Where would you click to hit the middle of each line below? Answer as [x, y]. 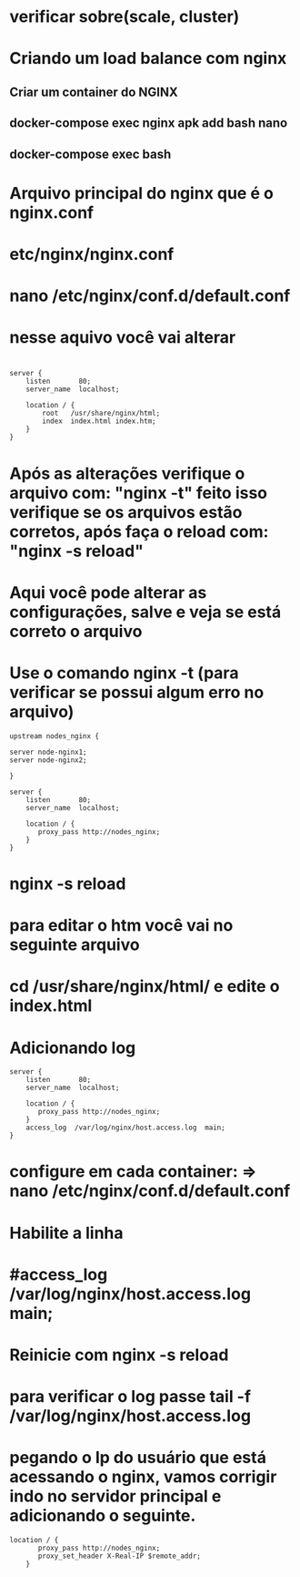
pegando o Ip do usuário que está [138, 1458]
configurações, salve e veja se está [145, 612]
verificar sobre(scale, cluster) [125, 17]
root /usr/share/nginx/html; [101, 413]
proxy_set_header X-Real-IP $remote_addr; [120, 1556]
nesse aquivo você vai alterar [123, 338]
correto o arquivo [76, 631]
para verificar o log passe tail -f [130, 1397]
